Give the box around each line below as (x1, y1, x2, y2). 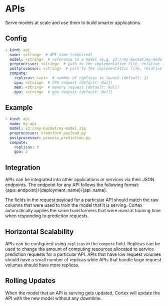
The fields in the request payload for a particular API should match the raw (5, 197, 159, 203)
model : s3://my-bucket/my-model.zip (9, 126, 86, 131)
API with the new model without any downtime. (5, 295, 102, 301)
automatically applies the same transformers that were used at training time (5, 208, 161, 214)
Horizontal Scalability (5, 227, 74, 236)
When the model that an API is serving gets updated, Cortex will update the (5, 289, 160, 296)
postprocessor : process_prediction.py (9, 135, 91, 140)
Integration (5, 163, 41, 172)
